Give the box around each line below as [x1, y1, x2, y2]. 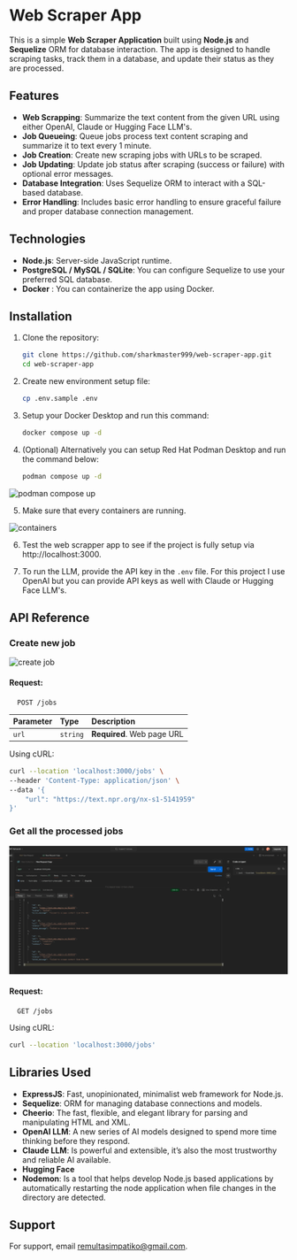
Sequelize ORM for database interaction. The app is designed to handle [9, 43, 271, 54]
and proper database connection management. [21, 205, 194, 217]
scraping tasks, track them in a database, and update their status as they [9, 53, 275, 64]
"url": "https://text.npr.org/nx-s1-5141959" [25, 795, 196, 803]
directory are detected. [21, 1192, 106, 1202]
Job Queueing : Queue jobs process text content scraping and [21, 130, 248, 142]
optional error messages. [21, 168, 114, 179]
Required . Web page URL [91, 729, 184, 740]
